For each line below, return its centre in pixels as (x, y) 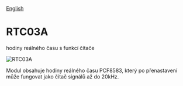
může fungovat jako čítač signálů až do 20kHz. (63, 76)
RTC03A (27, 32)
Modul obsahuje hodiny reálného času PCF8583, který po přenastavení (92, 70)
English (15, 8)
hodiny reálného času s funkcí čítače (50, 48)
